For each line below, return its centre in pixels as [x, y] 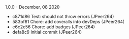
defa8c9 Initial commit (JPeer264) [47, 32]
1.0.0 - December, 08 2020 [32, 7]
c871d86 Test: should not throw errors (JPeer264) [63, 16]
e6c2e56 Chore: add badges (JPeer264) [53, 27]
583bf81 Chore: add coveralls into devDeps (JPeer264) [68, 22]
